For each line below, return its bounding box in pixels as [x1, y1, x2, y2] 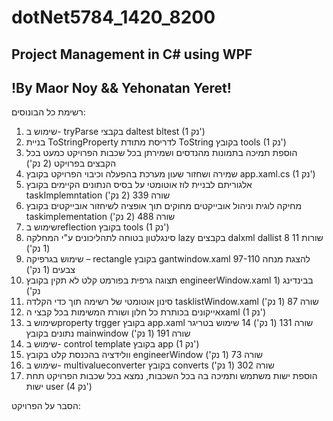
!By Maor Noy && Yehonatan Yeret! [11, 79, 232, 96]
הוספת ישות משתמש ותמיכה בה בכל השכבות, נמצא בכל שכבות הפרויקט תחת [25, 370, 318, 382]
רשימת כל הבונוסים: [11, 106, 86, 118]
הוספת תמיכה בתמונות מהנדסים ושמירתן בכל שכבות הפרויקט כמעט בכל [25, 147, 298, 159]
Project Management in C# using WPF [11, 46, 253, 63]
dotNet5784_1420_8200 [11, 6, 216, 29]
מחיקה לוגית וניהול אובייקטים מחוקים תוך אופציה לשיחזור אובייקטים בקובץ [25, 200, 303, 212]
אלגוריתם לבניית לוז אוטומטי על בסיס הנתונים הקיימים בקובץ [25, 179, 253, 191]
